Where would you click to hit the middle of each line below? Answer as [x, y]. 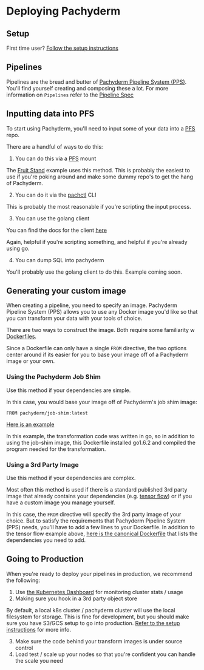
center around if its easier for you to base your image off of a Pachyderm [98, 355]
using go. [18, 248]
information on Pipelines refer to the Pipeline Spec [70, 95]
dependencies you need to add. [46, 540]
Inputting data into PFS [50, 114]
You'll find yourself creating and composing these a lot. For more [87, 88]
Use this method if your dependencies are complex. [71, 478]
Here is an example [30, 424]
